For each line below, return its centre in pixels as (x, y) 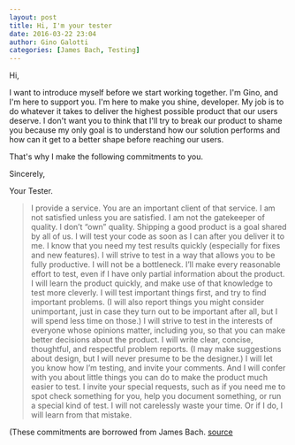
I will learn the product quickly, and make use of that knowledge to (152, 283)
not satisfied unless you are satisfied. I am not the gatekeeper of (147, 218)
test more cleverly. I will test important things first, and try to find (148, 293)
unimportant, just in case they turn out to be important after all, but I (154, 311)
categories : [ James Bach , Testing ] (75, 50)
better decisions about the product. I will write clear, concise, (142, 340)
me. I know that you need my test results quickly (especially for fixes (155, 246)
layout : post (33, 17)
